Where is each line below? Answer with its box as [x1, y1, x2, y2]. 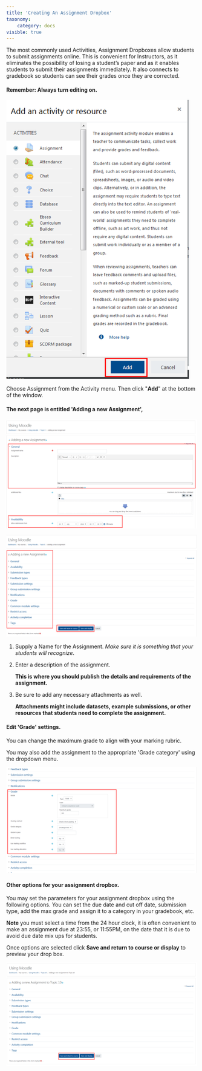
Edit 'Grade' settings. [6, 723, 61, 730]
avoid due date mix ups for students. [6, 932, 98, 940]
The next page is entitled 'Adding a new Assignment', [6, 406, 143, 413]
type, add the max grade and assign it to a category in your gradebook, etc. [6, 908, 195, 915]
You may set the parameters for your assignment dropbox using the [6, 895, 175, 902]
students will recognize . [15, 649, 74, 657]
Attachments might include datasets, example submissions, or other [15, 703, 191, 710]
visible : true [6, 29, 42, 35]
